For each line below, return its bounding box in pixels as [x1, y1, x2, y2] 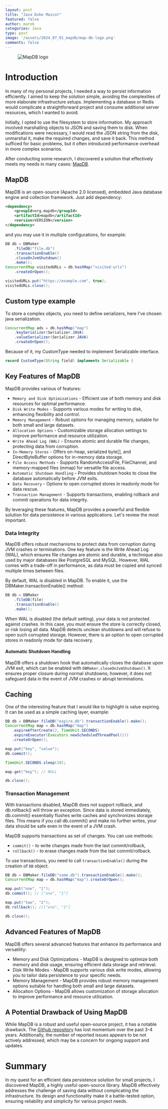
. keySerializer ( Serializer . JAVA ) [14, 330, 84, 335]
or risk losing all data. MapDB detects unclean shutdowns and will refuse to [5, 626, 161, 632]
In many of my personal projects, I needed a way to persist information [5, 88, 151, 94]
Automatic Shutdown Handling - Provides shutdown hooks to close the [12, 470, 157, 476]
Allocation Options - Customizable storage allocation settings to [12, 427, 147, 433]
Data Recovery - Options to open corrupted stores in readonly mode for [12, 480, 159, 486]
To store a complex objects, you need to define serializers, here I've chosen [5, 310, 162, 317]
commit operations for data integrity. [12, 496, 88, 502]
